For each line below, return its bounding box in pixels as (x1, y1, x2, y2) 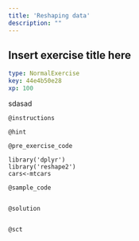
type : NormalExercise (8, 69, 80, 78)
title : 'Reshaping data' (8, 11, 91, 20)
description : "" (8, 19, 62, 27)
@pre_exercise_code (8, 142, 73, 150)
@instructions (8, 114, 56, 122)
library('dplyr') (8, 156, 66, 164)
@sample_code (8, 184, 52, 192)
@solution (8, 204, 41, 212)
